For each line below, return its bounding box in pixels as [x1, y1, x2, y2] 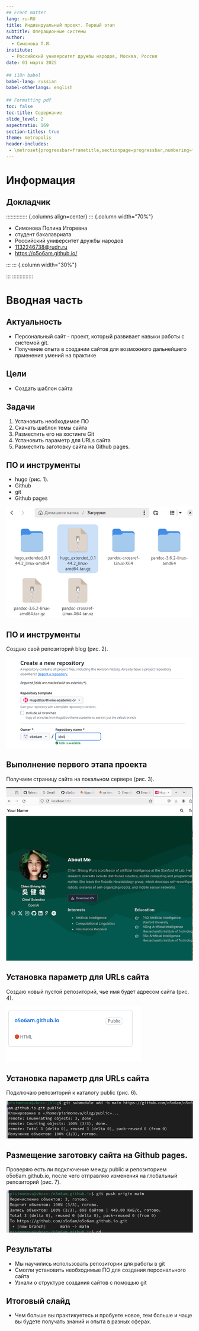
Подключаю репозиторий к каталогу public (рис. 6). [6, 1089, 138, 1097]
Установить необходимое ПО [14, 417, 89, 424]
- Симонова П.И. [11, 41, 52, 47]
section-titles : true [6, 128, 60, 135]
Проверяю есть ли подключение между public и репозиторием [6, 1166, 167, 1173]
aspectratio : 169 [6, 122, 49, 128]
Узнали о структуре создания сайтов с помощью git [14, 1279, 147, 1286]
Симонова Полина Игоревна [14, 224, 88, 232]
